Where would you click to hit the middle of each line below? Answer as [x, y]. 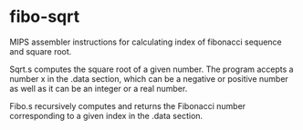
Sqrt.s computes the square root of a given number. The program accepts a [151, 69]
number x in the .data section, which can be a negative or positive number [149, 78]
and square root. [41, 51]
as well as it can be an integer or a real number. [99, 88]
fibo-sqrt [45, 17]
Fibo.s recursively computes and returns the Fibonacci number [128, 105]
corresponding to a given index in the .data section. [106, 115]
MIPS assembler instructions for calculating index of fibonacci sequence [146, 42]
